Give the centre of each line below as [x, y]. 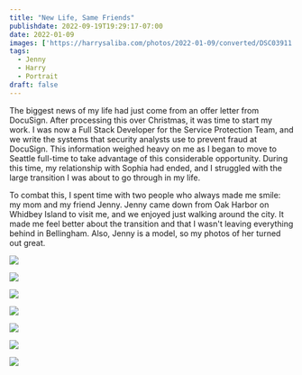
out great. [27, 242]
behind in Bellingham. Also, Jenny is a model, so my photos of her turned [145, 233]
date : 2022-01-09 [42, 34]
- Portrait [38, 77]
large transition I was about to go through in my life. [105, 178]
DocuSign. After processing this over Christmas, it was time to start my [141, 120]
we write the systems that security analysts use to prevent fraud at [133, 139]
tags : [19, 51]
